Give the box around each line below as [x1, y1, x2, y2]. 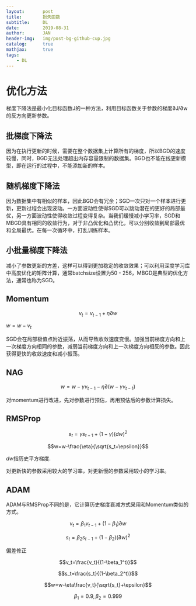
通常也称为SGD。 [16, 276, 58, 283]
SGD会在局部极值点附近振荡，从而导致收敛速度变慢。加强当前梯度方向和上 [6, 335, 185, 342]
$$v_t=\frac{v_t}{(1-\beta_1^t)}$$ [59, 559, 137, 566]
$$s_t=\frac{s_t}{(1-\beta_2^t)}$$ [58, 570, 138, 577]
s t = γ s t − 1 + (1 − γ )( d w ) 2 [68, 429, 128, 439]
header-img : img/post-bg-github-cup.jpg [6, 36, 111, 41]
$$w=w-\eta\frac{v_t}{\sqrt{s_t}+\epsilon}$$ [44, 581, 152, 588]
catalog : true [6, 41, 54, 47]
